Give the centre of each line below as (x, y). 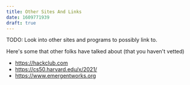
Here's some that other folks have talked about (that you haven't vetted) (95, 51)
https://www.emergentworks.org (55, 76)
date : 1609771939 (28, 17)
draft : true (21, 23)
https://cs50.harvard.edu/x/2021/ (56, 69)
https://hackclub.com (41, 63)
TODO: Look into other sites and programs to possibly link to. (82, 40)
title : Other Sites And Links (44, 12)
